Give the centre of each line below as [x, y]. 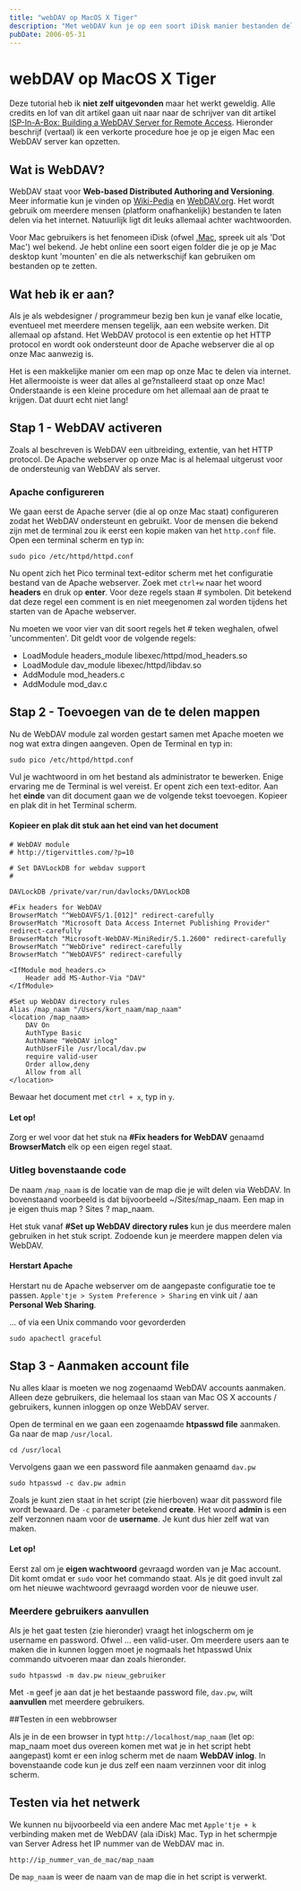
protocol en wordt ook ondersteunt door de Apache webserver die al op [142, 344]
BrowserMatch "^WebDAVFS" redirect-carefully [95, 955]
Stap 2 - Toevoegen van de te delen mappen [135, 713]
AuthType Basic [54, 1033]
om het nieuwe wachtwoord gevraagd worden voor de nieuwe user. [134, 1588]
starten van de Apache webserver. [73, 612]
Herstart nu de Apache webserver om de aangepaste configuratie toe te [142, 1285]
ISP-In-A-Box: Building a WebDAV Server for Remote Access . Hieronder [141, 123]
